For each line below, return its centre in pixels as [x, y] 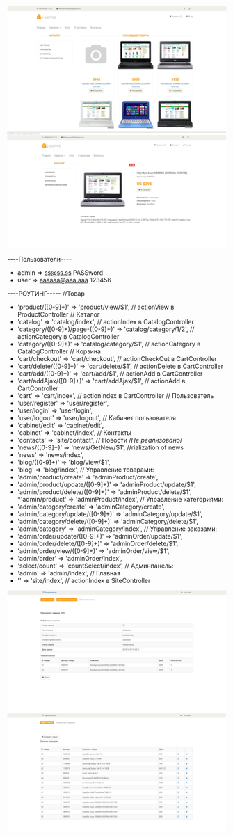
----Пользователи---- [40, 260]
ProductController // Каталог [58, 314]
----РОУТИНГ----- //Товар [46, 294]
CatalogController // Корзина [59, 351]
